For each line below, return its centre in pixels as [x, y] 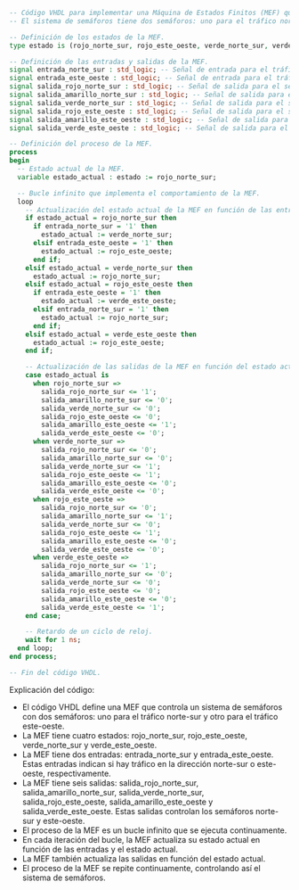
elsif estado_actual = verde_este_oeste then [111, 334]
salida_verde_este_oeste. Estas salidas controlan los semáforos [137, 811]
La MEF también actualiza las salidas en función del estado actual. [144, 858]
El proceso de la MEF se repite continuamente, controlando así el [141, 868]
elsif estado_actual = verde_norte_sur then [109, 268]
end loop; [35, 648]
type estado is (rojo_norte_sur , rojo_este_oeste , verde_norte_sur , [139, 45]
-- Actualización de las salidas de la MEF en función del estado [151, 367]
